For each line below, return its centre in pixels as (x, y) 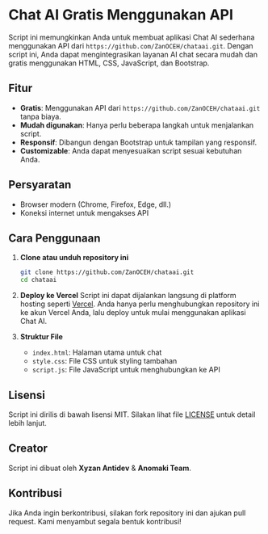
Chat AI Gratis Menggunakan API (121, 15)
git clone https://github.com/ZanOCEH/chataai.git (107, 272)
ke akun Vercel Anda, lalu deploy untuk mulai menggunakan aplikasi (133, 313)
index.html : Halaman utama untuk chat (97, 352)
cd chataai (38, 280)
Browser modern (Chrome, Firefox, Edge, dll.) (96, 204)
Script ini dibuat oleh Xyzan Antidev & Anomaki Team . (100, 468)
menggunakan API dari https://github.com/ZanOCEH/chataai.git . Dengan (131, 45)
